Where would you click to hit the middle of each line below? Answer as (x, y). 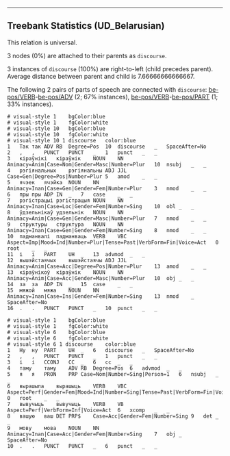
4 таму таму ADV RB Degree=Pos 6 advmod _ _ (95, 368)
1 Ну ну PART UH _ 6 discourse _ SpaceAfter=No (101, 350)
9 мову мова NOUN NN (53, 428)
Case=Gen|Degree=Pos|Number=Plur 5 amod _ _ (82, 176)
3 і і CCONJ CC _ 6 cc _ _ (70, 362)
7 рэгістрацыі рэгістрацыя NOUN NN (66, 200)
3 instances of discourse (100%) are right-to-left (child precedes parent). (110, 68)
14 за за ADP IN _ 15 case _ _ (70, 284)
